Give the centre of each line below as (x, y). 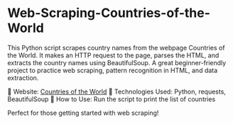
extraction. (23, 78)
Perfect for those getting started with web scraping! (83, 113)
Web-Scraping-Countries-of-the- (109, 13)
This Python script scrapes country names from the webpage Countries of (116, 47)
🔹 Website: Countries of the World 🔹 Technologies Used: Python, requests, (116, 91)
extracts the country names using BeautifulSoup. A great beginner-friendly (117, 62)
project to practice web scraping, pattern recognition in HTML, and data (113, 70)
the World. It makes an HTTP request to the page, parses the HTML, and (113, 55)
